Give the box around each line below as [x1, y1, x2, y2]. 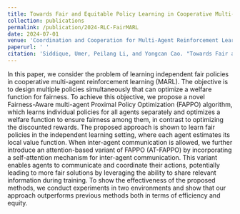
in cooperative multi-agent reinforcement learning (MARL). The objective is [7, 77, 229, 86]
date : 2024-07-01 [7, 30, 59, 38]
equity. [7, 198, 28, 207]
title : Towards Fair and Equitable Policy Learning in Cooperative [7, 10, 213, 18]
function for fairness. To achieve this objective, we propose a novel [7, 92, 205, 101]
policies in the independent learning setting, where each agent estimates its [7, 130, 231, 139]
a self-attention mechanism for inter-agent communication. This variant [7, 153, 218, 161]
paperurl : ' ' [7, 44, 50, 51]
